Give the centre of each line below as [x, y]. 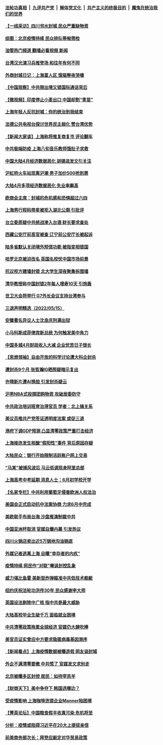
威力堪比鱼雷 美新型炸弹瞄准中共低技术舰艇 [49, 578]
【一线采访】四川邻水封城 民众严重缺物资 [47, 26]
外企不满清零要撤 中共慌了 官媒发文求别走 [47, 664]
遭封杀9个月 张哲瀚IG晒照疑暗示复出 [42, 369]
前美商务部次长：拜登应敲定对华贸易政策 [46, 737]
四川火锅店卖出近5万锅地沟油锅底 [39, 541]
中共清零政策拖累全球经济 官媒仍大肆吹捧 [47, 627]
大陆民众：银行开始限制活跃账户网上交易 [46, 455]
